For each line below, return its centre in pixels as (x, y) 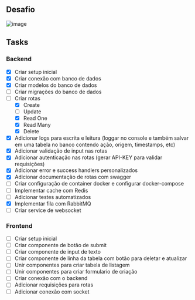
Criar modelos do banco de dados (56, 85)
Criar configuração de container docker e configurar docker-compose (99, 184)
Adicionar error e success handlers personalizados (76, 170)
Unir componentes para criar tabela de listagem (72, 265)
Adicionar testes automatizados (53, 197)
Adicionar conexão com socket (52, 291)
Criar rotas (28, 98)
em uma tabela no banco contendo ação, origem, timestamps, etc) (95, 145)
